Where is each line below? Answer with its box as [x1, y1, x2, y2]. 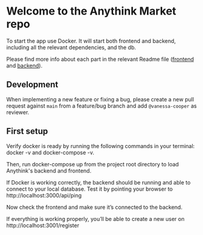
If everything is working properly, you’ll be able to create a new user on [6, 215, 185, 222]
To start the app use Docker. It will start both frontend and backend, [6, 37, 176, 44]
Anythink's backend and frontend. [6, 167, 92, 174]
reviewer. [6, 108, 29, 116]
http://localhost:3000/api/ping [6, 191, 82, 199]
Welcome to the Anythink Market [6, 4, 176, 18]
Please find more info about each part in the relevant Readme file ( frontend [6, 55, 194, 63]
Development [6, 80, 59, 90]
